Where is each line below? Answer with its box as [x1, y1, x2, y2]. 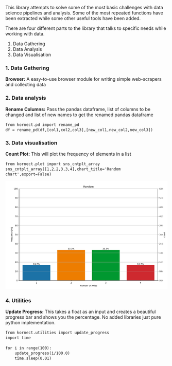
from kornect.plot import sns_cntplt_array [5, 161, 100, 167]
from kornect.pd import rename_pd [5, 122, 80, 127]
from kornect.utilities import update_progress [5, 330, 110, 335]
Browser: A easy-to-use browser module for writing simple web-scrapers [5, 76, 162, 82]
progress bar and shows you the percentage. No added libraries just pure [5, 314, 161, 320]
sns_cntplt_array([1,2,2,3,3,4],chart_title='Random [5, 167, 121, 172]
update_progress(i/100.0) [14, 351, 71, 356]
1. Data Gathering [5, 64, 50, 71]
